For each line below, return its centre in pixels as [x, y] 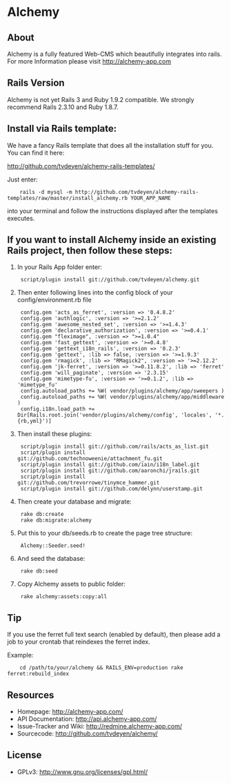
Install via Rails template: [62, 129]
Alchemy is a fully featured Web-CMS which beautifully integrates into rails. [114, 54]
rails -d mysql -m [46, 192]
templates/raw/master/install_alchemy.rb [68, 198]
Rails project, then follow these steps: [90, 251]
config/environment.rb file [54, 300]
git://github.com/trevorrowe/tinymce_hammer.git [88, 483]
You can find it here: [36, 152]
